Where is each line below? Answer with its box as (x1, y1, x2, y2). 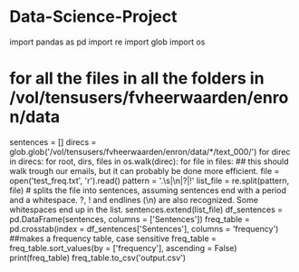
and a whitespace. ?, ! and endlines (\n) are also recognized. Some (9, 194, 258, 205)
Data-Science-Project (9, 6, 178, 27)
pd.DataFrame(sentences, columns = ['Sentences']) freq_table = (9, 213, 251, 224)
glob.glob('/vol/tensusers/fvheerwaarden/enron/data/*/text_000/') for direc (9, 146, 291, 157)
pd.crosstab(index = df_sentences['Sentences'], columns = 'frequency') (9, 223, 279, 234)
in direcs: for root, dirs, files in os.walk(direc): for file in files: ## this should (9, 156, 289, 167)
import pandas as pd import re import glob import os (9, 36, 206, 47)
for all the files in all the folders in (9, 68, 265, 89)
